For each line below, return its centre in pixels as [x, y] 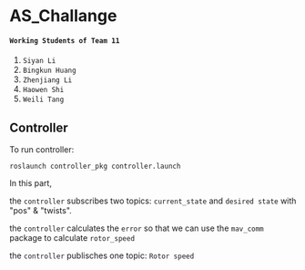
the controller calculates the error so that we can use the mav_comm [137, 228]
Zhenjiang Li [47, 80]
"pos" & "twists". [41, 211]
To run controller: [42, 150]
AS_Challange [63, 16]
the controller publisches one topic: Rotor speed [102, 255]
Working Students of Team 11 [65, 41]
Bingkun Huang [49, 71]
